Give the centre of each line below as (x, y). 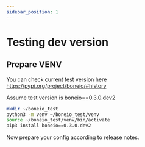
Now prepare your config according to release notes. (73, 137)
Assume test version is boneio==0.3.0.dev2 (61, 98)
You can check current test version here (57, 79)
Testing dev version (57, 42)
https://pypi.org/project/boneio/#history (56, 85)
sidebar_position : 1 (33, 12)
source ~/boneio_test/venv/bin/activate (58, 120)
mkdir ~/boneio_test (33, 109)
